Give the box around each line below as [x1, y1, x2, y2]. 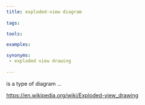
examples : [6, 41, 31, 48]
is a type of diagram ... [6, 80, 62, 87]
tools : [6, 31, 23, 37]
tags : [6, 20, 20, 26]
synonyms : [6, 52, 31, 59]
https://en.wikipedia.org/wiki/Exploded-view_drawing [6, 91, 139, 99]
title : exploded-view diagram [6, 8, 82, 15]
